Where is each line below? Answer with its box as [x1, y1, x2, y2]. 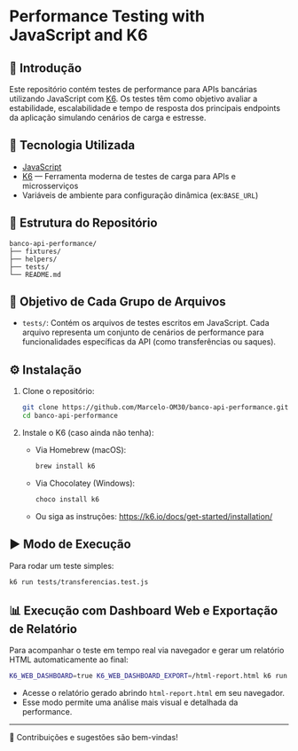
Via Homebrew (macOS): [35, 445, 127, 455]
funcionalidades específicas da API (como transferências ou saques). [21, 336, 277, 347]
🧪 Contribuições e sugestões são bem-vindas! [9, 732, 179, 743]
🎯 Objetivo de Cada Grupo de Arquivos [9, 295, 226, 310]
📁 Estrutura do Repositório [9, 216, 158, 231]
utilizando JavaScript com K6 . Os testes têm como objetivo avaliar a [9, 93, 258, 104]
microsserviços [21, 180, 79, 191]
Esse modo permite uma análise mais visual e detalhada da [21, 697, 239, 708]
